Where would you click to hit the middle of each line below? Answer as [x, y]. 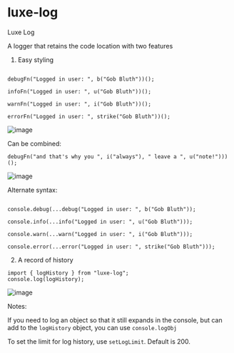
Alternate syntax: [32, 190]
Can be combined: [35, 143]
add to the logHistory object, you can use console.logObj [92, 327]
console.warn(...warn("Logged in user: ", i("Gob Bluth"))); [100, 234]
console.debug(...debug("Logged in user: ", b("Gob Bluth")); [102, 209]
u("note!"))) [209, 157]
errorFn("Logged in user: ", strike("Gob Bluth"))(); [89, 116]
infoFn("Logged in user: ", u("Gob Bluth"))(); [80, 91]
